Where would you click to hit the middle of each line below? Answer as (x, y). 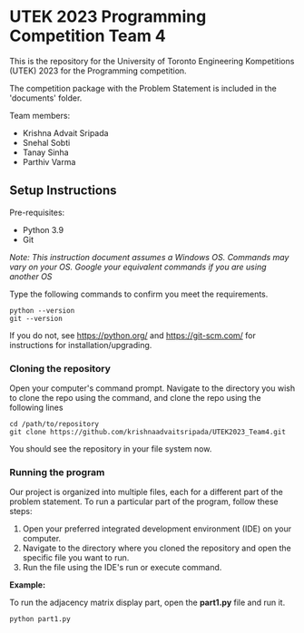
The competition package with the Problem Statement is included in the (143, 88)
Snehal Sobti (46, 142)
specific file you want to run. (76, 558)
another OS (31, 276)
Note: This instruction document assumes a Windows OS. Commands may (149, 257)
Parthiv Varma (49, 161)
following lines (36, 408)
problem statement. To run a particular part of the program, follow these (144, 502)
